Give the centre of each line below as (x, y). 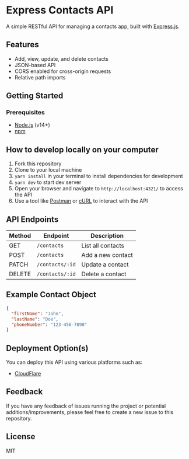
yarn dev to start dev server (48, 182)
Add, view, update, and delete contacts (62, 58)
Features (22, 45)
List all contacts (103, 246)
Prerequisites (25, 113)
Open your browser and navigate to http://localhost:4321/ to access (99, 189)
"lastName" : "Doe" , (35, 319)
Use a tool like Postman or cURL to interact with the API (81, 201)
